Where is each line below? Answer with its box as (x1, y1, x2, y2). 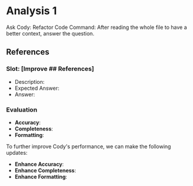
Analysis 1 (6, 4, 57, 18)
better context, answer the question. (6, 30, 94, 37)
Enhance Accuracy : (14, 161, 64, 168)
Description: (14, 78, 45, 85)
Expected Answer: (14, 84, 60, 92)
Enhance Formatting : (14, 173, 68, 180)
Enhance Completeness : (14, 167, 77, 174)
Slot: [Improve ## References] (6, 65, 94, 73)
